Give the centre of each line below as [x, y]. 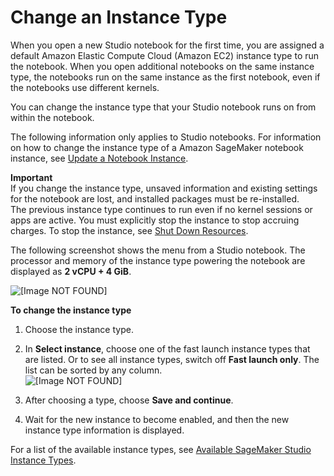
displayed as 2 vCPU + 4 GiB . [71, 271]
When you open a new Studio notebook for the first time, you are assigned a [167, 45]
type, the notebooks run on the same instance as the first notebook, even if [165, 77]
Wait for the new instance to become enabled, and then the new [157, 419]
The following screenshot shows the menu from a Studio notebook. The [158, 250]
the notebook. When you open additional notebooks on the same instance [162, 66]
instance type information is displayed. [104, 430]
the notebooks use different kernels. [85, 87]
